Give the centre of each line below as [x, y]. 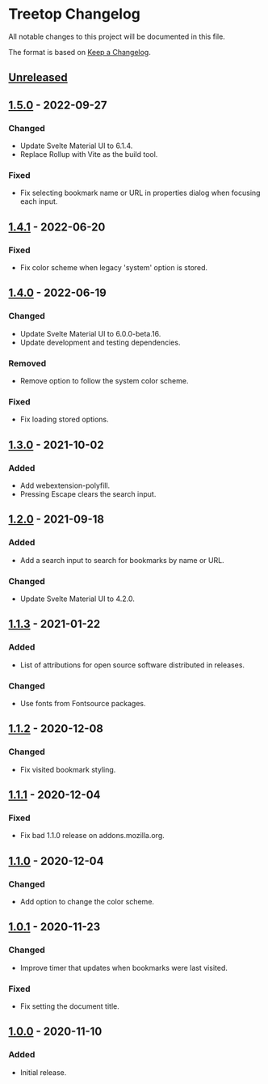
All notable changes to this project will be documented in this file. [117, 36]
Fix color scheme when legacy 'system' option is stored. [114, 267]
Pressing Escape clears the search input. [88, 493]
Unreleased [38, 78]
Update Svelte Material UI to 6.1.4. [76, 146]
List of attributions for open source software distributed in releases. [132, 665]
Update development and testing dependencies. [100, 342]
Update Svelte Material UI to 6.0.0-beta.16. [90, 333]
